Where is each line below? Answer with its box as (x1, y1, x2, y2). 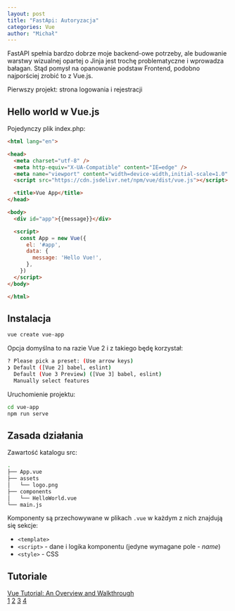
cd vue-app (7, 403, 39, 410)
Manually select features (13, 377, 90, 384)
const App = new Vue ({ (20, 234, 87, 241)
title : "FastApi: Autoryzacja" (7, 17, 99, 24)
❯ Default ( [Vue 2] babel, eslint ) (7, 364, 112, 372)
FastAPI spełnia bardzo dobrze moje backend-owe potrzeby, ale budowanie (7, 49, 227, 58)
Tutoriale (7, 570, 48, 582)
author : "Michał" (7, 30, 58, 37)
